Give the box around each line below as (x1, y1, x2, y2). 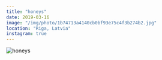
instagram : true (6, 31, 47, 37)
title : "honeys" (6, 8, 47, 15)
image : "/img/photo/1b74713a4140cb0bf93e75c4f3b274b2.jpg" (6, 20, 157, 26)
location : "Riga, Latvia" (6, 25, 71, 31)
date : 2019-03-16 (6, 14, 50, 20)
